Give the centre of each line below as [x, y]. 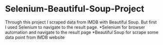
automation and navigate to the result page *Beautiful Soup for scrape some [82, 32]
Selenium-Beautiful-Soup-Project [75, 9]
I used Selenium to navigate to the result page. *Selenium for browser [75, 27]
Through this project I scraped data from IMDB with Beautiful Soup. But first [81, 22]
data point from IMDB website [35, 37]
